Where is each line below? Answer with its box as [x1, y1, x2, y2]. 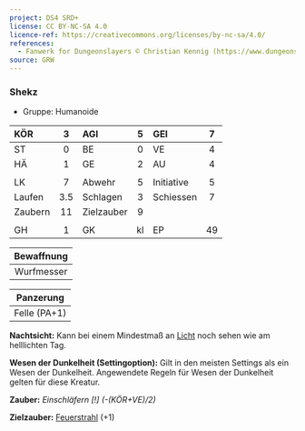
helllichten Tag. [9, 340, 66, 351]
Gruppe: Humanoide [22, 106, 99, 117]
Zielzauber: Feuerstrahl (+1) [9, 412, 115, 423]
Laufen [14, 191, 44, 204]
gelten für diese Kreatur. [9, 376, 101, 387]
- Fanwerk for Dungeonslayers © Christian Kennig [17, 47, 209, 56]
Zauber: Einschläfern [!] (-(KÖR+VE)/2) [9, 395, 156, 406]
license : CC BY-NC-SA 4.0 [9, 22, 107, 31]
